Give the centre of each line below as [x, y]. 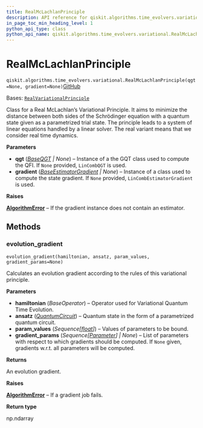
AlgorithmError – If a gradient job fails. [55, 395]
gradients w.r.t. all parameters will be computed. [75, 348]
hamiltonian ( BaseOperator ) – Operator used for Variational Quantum [101, 303]
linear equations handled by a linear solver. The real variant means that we [99, 129]
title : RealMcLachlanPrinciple [46, 12]
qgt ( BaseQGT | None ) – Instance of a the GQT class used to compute [102, 159]
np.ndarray [20, 418]
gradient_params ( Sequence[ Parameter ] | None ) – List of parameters [102, 335]
